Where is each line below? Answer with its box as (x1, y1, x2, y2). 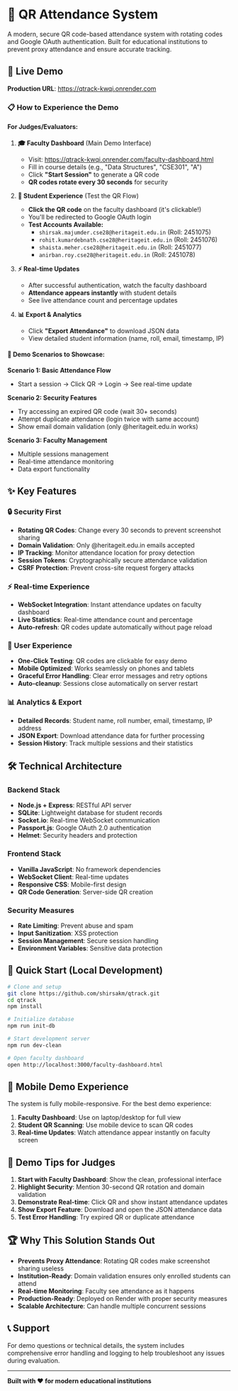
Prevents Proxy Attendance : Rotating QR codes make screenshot (17, 1256, 210, 1265)
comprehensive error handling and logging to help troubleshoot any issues (7, 1348, 225, 1357)
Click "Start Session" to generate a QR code (28, 170, 159, 179)
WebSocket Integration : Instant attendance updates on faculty (17, 600, 202, 609)
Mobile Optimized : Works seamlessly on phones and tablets (17, 664, 195, 672)
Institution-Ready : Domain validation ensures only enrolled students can (17, 1271, 231, 1280)
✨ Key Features (7, 485, 76, 497)
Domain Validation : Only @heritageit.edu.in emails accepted (17, 541, 195, 549)
